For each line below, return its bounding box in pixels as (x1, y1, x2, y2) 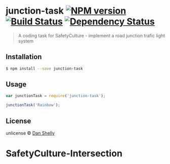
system (18, 38, 34, 44)
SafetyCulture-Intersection (6, 148, 123, 159)
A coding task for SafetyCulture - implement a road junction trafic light (18, 32, 165, 38)
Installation (6, 53, 42, 61)
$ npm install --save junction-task (6, 66, 83, 71)
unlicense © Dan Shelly (6, 130, 55, 136)
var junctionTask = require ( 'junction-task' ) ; (6, 94, 106, 99)
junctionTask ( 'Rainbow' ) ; (6, 103, 60, 108)
